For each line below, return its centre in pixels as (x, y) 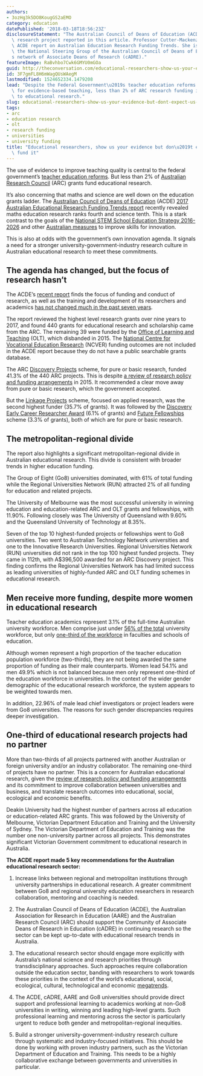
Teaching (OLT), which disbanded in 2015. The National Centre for (89, 338)
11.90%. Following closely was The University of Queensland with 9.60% (97, 516)
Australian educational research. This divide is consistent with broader (94, 460)
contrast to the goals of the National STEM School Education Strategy (93, 220)
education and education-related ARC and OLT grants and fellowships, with (100, 509)
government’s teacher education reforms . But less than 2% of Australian (96, 176)
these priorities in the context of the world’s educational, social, (94, 978)
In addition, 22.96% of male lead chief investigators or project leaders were (100, 703)
